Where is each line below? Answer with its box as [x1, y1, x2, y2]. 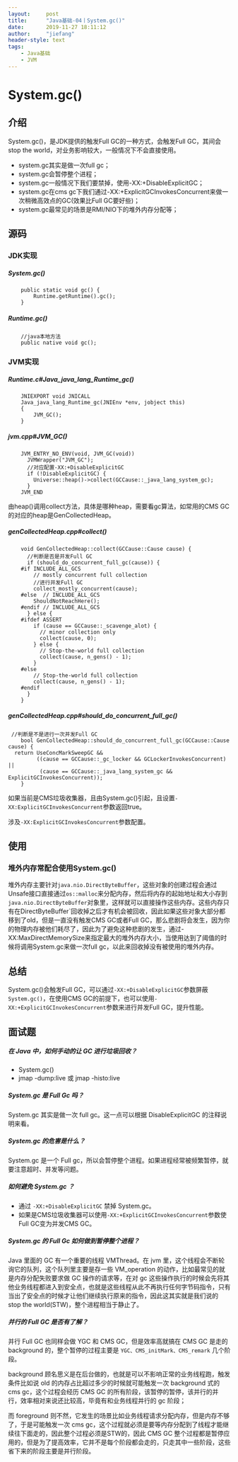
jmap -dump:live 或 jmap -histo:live [18, 1073, 121, 1082]
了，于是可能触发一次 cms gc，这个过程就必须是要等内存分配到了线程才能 [8, 1420, 223, 1429]
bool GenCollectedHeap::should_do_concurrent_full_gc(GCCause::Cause [20, 737, 230, 744]
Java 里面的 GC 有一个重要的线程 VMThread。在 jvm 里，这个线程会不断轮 [8, 1256, 225, 1264]
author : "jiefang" [8, 30, 75, 38]
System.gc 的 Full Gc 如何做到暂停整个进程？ [8, 1237, 140, 1245]
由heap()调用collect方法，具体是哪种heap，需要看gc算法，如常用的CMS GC [8, 502, 230, 510]
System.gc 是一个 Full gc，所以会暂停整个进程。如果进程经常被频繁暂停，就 [8, 1155, 229, 1165]
